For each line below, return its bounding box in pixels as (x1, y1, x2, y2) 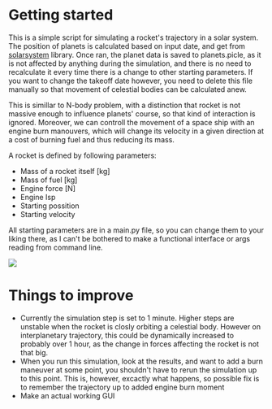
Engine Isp (19, 192, 56, 202)
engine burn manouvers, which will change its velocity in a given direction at (8, 126, 265, 136)
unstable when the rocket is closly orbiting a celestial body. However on (19, 321, 261, 331)
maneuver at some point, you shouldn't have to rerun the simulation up (19, 364, 257, 375)
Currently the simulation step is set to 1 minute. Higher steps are (19, 313, 235, 323)
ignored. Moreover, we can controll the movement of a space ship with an (8, 117, 255, 127)
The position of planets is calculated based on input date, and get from (8, 41, 246, 50)
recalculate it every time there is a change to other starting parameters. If (8, 67, 253, 76)
